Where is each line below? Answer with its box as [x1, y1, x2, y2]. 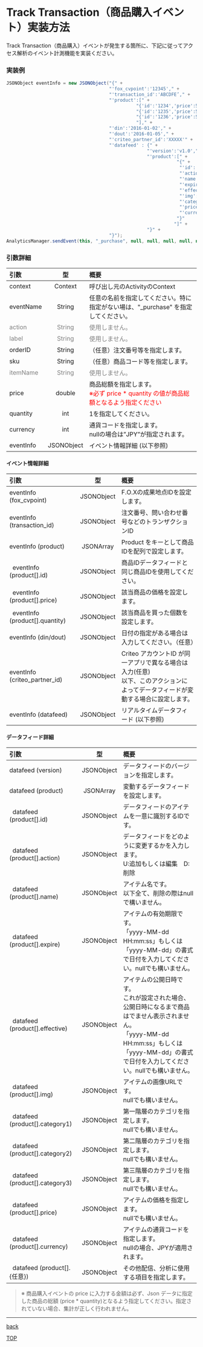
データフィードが [138, 686, 188, 694]
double [55, 388, 76, 397]
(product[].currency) [9, 1243, 68, 1251]
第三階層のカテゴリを [123, 1166, 184, 1175]
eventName [9, 302, 42, 311]
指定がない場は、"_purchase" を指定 [89, 302, 193, 311]
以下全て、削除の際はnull [123, 889, 194, 897]
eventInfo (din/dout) [9, 633, 66, 642]
